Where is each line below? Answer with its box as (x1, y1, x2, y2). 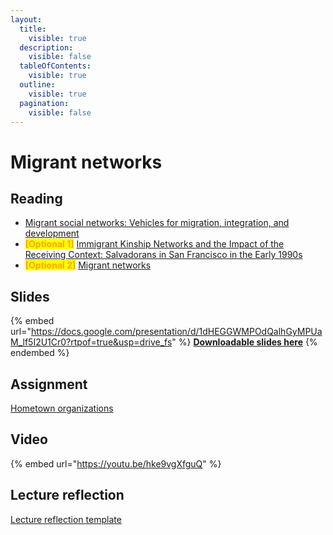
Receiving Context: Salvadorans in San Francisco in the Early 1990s (24, 249, 303, 261)
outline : (19, 80, 56, 90)
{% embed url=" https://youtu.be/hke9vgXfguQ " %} (10, 457, 222, 470)
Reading (10, 190, 63, 207)
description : (19, 42, 74, 53)
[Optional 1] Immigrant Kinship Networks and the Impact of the (24, 238, 285, 250)
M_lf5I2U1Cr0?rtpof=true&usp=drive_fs (10, 336, 173, 348)
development (24, 227, 80, 240)
